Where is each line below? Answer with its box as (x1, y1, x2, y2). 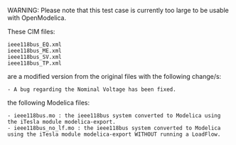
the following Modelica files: (7, 99, 90, 107)
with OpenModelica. (7, 14, 66, 22)
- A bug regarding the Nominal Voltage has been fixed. (7, 86, 176, 93)
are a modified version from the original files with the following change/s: (7, 72, 222, 80)
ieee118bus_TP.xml (7, 60, 62, 67)
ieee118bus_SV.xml (7, 53, 62, 60)
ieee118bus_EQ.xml (7, 41, 62, 48)
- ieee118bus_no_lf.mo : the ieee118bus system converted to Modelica (7, 124, 221, 131)
